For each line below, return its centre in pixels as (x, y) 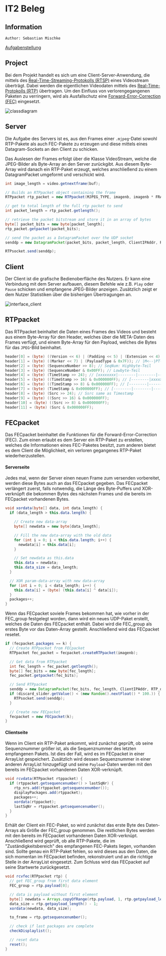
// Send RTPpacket (29, 685)
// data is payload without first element (54, 895)
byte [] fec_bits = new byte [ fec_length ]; (53, 671)
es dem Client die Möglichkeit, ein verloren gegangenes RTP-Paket (73, 450)
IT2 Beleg (25, 9)
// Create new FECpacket (35, 712)
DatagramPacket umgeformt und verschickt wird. (55, 175)
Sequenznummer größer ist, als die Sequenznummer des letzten (71, 749)
